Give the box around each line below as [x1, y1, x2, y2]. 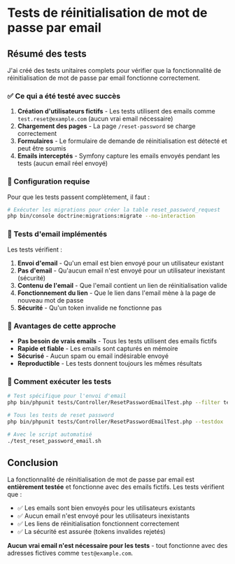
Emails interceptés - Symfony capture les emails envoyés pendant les [17, 152, 220, 160]
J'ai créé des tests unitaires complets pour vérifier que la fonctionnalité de [7, 67, 222, 74]
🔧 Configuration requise [7, 177, 90, 186]
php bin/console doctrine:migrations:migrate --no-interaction [7, 212, 196, 220]
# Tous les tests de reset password [7, 411, 114, 418]
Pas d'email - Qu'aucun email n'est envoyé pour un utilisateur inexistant [17, 266, 225, 275]
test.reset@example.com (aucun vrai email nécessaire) [17, 114, 173, 123]
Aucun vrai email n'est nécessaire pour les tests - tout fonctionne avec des [7, 542, 228, 550]
